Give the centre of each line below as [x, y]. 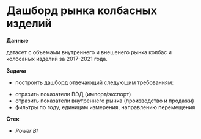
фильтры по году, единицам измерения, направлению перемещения [105, 107]
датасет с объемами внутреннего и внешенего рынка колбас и [89, 52]
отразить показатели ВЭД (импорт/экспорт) [73, 94]
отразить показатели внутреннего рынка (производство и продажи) [104, 101]
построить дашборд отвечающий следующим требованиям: [94, 82]
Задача [16, 70]
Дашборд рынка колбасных [82, 11]
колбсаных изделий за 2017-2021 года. [57, 59]
